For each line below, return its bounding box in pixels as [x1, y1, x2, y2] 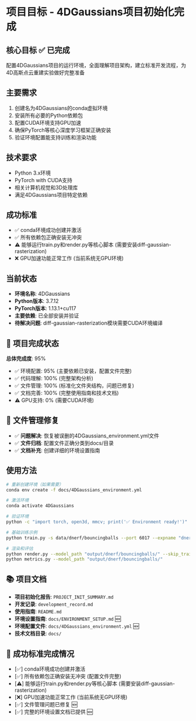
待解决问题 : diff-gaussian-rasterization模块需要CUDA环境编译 [14, 320, 163, 327]
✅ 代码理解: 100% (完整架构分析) [14, 375, 93, 382]
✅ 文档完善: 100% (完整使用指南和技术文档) [14, 389, 119, 397]
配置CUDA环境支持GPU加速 [14, 119, 82, 126]
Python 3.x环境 [14, 169, 51, 176]
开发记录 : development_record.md [14, 601, 93, 608]
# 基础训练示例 [6, 529, 38, 535]
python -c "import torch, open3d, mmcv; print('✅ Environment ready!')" [6, 519, 188, 525]
